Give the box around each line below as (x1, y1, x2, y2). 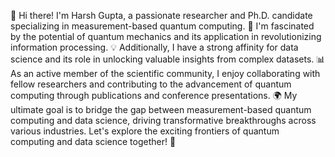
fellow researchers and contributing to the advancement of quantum (10, 78, 292, 90)
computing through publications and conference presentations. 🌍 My (10, 90, 298, 101)
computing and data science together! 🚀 (10, 136, 177, 147)
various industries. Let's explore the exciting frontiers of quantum (10, 125, 280, 137)
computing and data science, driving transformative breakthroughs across (10, 115, 317, 126)
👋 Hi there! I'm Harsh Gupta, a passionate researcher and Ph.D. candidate (10, 10, 313, 21)
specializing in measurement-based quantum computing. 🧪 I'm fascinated (10, 20, 315, 32)
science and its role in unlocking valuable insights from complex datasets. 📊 (10, 53, 326, 65)
